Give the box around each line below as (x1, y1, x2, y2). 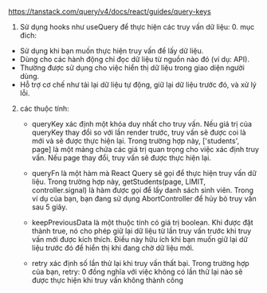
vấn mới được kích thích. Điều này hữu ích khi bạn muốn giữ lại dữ (31, 235, 249, 244)
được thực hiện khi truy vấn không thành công (31, 275, 183, 285)
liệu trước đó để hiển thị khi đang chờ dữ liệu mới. (31, 243, 194, 252)
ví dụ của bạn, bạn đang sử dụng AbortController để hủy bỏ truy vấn (31, 194, 257, 203)
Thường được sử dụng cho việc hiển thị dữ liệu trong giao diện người (19, 63, 245, 72)
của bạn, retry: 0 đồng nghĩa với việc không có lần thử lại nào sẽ (31, 267, 243, 276)
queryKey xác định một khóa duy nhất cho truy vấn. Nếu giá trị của (31, 119, 253, 128)
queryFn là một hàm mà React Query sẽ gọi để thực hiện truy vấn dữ (31, 169, 257, 178)
